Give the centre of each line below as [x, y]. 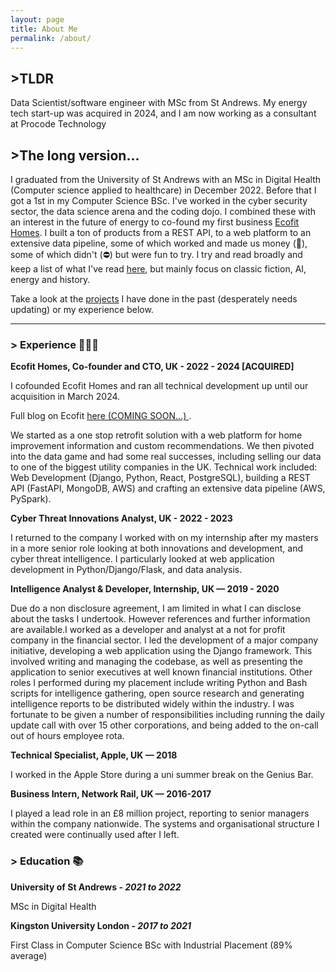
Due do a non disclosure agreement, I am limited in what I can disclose [156, 608]
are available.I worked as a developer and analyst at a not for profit [148, 630]
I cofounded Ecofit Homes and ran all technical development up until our [159, 386]
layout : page [37, 19]
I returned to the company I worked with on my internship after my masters [164, 538]
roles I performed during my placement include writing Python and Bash [159, 683]
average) [29, 955]
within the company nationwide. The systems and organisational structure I [165, 824]
